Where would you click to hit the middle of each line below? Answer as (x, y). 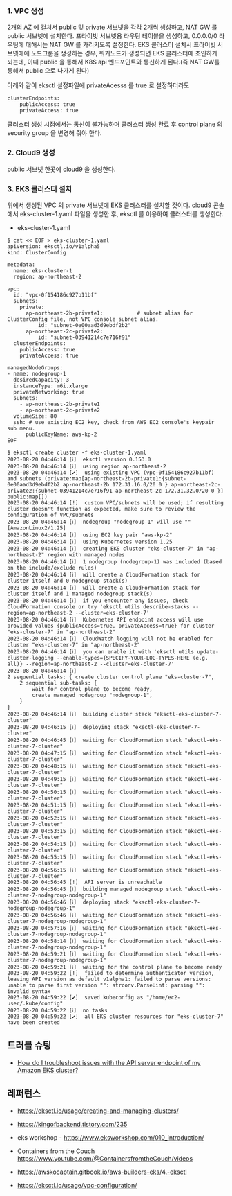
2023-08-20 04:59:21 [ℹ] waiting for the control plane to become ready (115, 967)
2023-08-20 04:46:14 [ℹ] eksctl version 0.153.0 (79, 459)
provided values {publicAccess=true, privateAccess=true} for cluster (111, 626)
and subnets (24, 478)
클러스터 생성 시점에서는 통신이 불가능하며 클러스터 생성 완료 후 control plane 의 (115, 124)
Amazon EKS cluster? (48, 1070)
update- (207, 652)
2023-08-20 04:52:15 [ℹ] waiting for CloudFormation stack (94, 818)
